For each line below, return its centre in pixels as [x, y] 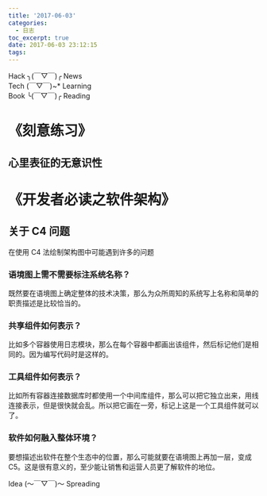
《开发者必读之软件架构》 [92, 200]
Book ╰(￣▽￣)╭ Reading [49, 96]
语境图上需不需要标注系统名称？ [70, 275]
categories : [28, 23]
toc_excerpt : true [39, 38]
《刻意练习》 [50, 131]
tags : [17, 52]
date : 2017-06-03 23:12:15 [53, 45]
